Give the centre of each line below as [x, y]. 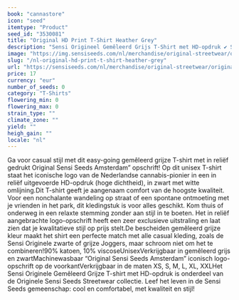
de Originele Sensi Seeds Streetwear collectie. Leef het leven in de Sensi [114, 281]
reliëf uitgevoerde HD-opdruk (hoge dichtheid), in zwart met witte [103, 183]
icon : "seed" [27, 21]
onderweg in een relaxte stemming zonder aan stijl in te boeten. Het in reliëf [118, 213]
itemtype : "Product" [38, 27]
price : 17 [22, 73]
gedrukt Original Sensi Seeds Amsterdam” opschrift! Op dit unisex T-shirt [115, 167]
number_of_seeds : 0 [36, 87]
